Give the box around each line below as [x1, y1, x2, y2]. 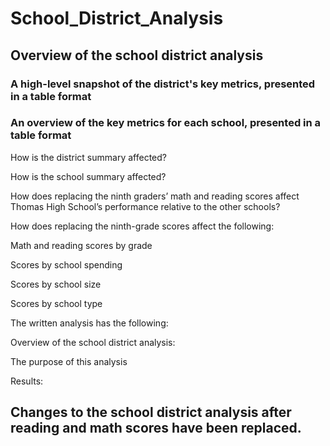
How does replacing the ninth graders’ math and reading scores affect [10, 190, 300, 202]
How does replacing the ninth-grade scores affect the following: [10, 220, 275, 232]
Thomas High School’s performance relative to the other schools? [10, 200, 281, 212]
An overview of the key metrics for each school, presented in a [10, 116, 322, 130]
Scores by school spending [10, 258, 123, 271]
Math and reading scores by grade [10, 239, 153, 251]
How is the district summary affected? [10, 151, 167, 163]
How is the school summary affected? [10, 170, 167, 182]
